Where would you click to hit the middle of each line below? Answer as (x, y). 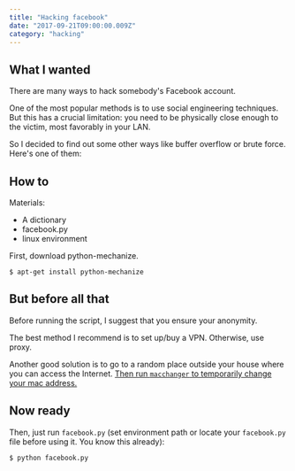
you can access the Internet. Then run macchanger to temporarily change (140, 374)
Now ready (40, 411)
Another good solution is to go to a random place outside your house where (147, 364)
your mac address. (43, 382)
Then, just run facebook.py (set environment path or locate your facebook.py (147, 432)
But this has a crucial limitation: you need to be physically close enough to (144, 118)
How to (29, 181)
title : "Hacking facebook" (59, 17)
